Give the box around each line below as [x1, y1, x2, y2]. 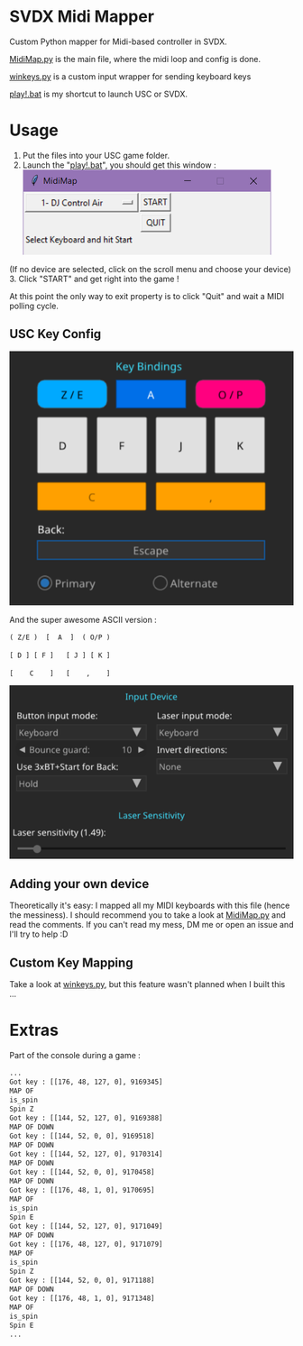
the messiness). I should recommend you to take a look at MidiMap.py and [9, 910, 286, 920]
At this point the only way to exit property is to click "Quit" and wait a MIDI [9, 290, 285, 301]
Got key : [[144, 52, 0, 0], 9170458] [9, 1167, 155, 1177]
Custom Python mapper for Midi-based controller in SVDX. [9, 36, 227, 47]
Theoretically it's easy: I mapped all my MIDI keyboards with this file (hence [9, 900, 290, 911]
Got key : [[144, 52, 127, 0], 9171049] [9, 1222, 164, 1232]
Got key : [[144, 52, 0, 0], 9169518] [9, 1131, 155, 1141]
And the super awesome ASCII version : [9, 614, 158, 625]
